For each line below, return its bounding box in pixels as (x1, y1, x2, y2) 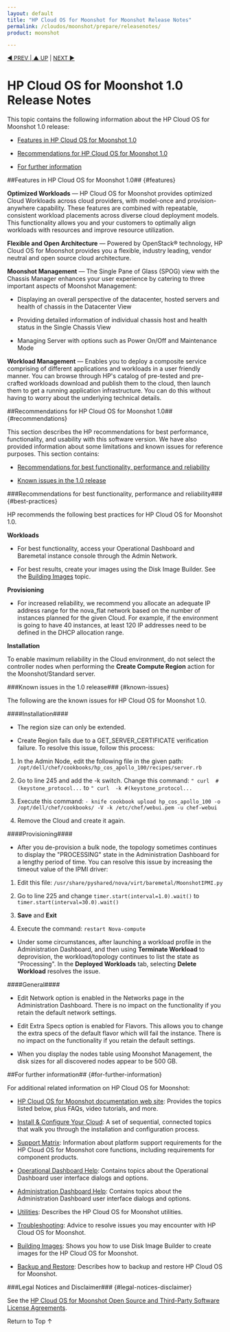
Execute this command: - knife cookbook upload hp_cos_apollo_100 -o (16, 797, 221, 806)
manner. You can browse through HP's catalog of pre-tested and (7, 372, 190, 380)
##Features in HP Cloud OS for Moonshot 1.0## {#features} (7, 176, 176, 185)
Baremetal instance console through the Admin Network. (16, 552, 178, 560)
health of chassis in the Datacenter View (16, 302, 132, 311)
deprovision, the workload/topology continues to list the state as (16, 953, 199, 961)
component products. (16, 1153, 79, 1161)
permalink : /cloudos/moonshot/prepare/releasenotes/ (7, 23, 161, 30)
